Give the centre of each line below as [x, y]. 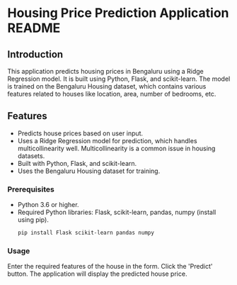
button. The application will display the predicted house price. [97, 274]
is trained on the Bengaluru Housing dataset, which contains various [107, 86]
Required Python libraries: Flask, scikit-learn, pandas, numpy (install [117, 212]
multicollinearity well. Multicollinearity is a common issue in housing [116, 148]
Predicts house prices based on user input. [80, 133]
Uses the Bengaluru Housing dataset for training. [89, 171]
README [34, 28]
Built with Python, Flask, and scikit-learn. [77, 163]
